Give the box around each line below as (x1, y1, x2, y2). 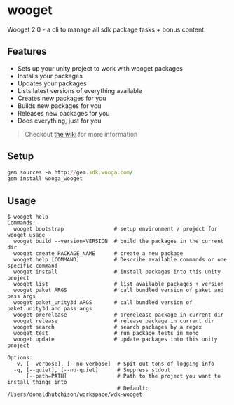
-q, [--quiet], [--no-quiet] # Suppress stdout (13, 366, 171, 373)
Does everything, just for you (17, 116, 102, 125)
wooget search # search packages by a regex (13, 324, 202, 331)
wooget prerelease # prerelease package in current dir (13, 311, 224, 319)
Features (7, 46, 47, 57)
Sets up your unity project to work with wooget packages (17, 64, 184, 72)
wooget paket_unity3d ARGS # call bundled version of (13, 299, 193, 306)
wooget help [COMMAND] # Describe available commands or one (13, 256, 228, 263)
